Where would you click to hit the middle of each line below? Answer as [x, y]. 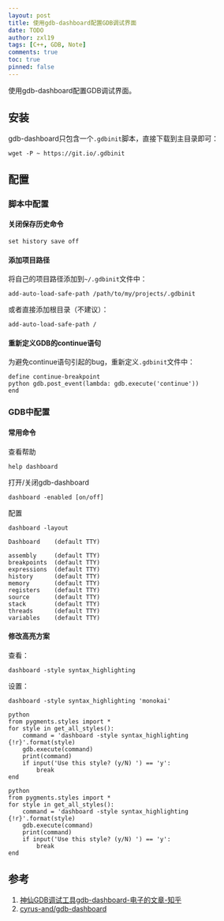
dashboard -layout [38, 528]
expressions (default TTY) [54, 569]
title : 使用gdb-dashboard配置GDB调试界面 [72, 23]
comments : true [33, 52]
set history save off [44, 242]
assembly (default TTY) [54, 555]
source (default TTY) [54, 597]
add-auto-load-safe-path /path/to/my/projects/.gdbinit [102, 294]
